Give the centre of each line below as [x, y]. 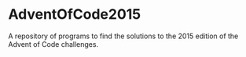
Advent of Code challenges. [53, 44]
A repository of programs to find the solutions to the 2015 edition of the [123, 36]
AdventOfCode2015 [75, 14]
